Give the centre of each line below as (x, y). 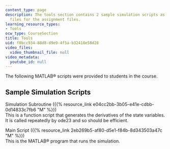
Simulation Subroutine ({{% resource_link (49, 104)
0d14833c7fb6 (21, 110)
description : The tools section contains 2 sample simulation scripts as (85, 15)
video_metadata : (22, 57)
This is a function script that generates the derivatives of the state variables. (85, 115)
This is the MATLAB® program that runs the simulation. (63, 141)
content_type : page (26, 10)
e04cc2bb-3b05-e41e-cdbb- (123, 104)
